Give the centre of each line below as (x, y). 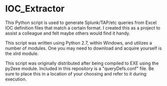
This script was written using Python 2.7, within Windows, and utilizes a (79, 42)
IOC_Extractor (35, 9)
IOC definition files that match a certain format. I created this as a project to (83, 27)
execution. (16, 79)
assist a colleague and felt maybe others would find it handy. (68, 33)
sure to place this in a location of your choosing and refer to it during (76, 73)
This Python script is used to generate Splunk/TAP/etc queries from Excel (81, 22)
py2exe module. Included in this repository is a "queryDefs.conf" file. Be (79, 68)
